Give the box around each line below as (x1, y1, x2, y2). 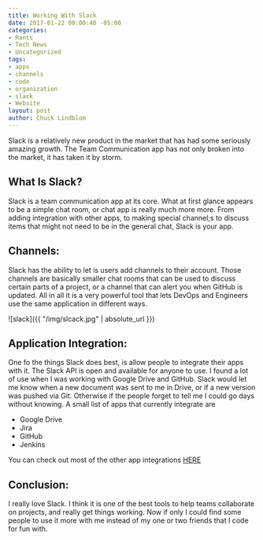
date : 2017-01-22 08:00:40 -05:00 (8, 19, 122, 27)
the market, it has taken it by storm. (8, 152, 124, 162)
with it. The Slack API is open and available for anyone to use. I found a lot (8, 366, 249, 375)
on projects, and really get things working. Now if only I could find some (8, 508, 242, 517)
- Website (8, 99, 41, 107)
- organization (8, 84, 58, 93)
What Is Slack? (8, 175, 83, 189)
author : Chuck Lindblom (8, 114, 87, 122)
